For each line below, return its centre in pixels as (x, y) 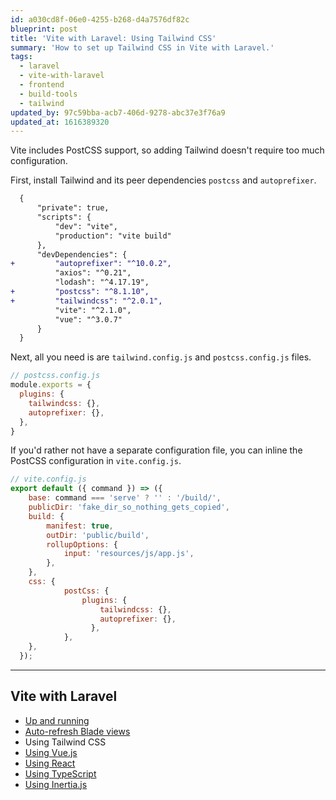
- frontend (42, 85)
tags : (21, 57)
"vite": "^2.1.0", (93, 310)
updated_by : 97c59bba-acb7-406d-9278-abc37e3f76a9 (118, 112)
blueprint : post (44, 29)
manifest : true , (80, 526)
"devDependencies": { (82, 254)
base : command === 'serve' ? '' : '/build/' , (125, 498)
